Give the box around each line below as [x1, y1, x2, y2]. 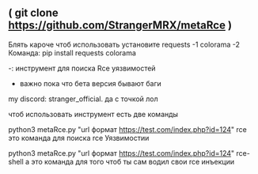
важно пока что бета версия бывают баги [19, 78, 162, 88]
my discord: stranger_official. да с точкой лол [8, 94, 158, 104]
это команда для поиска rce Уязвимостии [8, 133, 150, 142]
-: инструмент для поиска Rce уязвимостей [8, 63, 156, 73]
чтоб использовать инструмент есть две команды [8, 109, 179, 119]
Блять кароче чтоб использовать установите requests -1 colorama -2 [8, 40, 240, 49]
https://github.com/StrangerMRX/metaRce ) [8, 19, 232, 32]
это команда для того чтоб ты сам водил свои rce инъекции [31, 157, 235, 166]
